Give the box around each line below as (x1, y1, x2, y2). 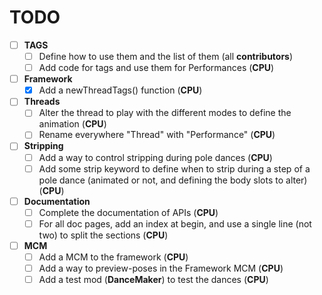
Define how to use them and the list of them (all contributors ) (38, 51, 294, 62)
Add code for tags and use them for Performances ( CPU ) (38, 62, 275, 74)
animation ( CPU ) (38, 118, 107, 130)
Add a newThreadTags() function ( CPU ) (38, 84, 203, 96)
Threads (23, 96, 61, 108)
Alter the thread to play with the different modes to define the (38, 107, 292, 119)
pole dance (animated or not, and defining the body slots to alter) (38, 174, 308, 186)
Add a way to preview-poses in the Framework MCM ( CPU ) (38, 262, 284, 274)
